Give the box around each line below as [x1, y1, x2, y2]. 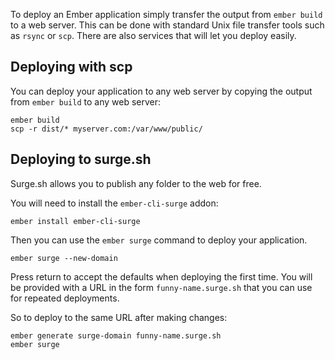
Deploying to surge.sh [10, 151, 152, 168]
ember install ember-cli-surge [10, 216, 141, 226]
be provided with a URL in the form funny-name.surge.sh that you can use [10, 281, 313, 293]
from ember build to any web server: [10, 95, 162, 108]
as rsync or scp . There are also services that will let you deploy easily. [10, 30, 297, 41]
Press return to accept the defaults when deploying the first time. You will [10, 270, 313, 283]
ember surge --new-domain [10, 253, 118, 263]
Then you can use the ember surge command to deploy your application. [10, 234, 308, 246]
